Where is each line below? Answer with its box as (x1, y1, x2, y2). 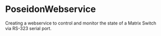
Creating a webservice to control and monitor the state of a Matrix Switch (5, 20, 156, 26)
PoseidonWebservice (5, 3, 96, 15)
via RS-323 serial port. (5, 25, 51, 31)
